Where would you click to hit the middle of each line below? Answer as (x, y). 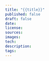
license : (14, 28)
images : (13, 37)
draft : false (18, 19)
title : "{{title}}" (25, 10)
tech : (11, 42)
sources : (14, 32)
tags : (11, 51)
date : (11, 23)
